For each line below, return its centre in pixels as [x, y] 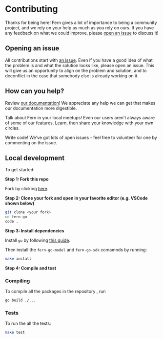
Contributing [31, 9]
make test [15, 333]
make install [18, 259]
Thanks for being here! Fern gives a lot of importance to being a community [81, 23]
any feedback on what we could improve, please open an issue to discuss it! [82, 33]
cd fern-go [16, 217]
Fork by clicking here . [27, 189]
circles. [12, 128]
